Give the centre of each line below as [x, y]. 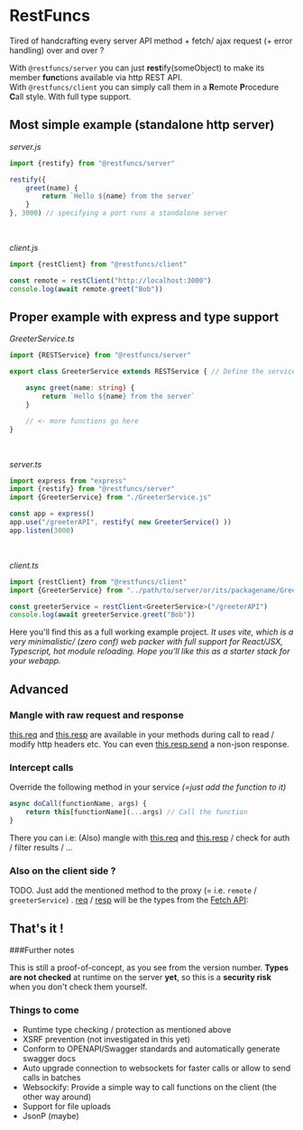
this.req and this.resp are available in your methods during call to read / [142, 735]
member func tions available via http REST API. [96, 77]
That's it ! [37, 928]
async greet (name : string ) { [80, 388]
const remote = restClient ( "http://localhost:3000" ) [110, 281]
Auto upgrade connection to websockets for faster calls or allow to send [156, 1068]
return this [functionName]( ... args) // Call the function [137, 812]
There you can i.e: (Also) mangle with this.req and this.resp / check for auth [150, 838]
